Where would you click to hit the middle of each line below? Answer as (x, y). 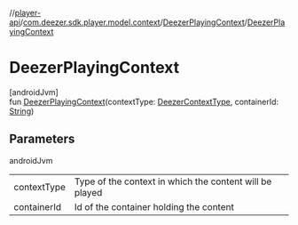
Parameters (42, 139)
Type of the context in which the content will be (173, 181)
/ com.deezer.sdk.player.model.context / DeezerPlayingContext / (134, 22)
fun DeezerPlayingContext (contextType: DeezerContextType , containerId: (144, 101)
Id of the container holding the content (154, 206)
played (88, 192)
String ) (22, 111)
